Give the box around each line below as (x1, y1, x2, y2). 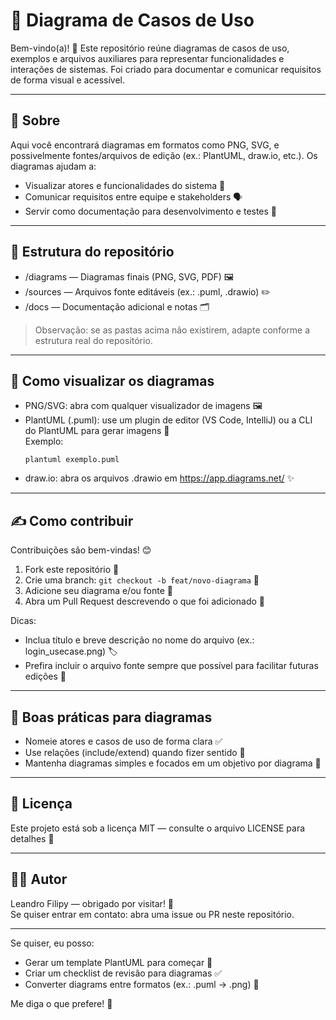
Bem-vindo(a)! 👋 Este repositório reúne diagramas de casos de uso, (10, 42, 290, 54)
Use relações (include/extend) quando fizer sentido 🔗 (24, 747, 246, 758)
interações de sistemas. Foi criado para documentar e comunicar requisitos (10, 63, 322, 75)
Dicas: (10, 615, 37, 627)
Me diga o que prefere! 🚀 (10, 997, 113, 1009)
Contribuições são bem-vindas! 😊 (10, 544, 152, 556)
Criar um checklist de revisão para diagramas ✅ (24, 967, 223, 979)
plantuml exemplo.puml (24, 455, 120, 465)
